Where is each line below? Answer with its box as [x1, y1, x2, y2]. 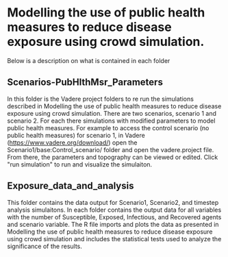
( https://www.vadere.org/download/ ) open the [7, 138, 138, 147]
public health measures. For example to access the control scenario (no [7, 123, 210, 132]
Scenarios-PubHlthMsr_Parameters [7, 77, 163, 88]
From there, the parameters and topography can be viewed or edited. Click [7, 153, 218, 161]
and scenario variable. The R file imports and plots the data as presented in [7, 220, 219, 228]
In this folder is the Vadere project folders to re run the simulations [7, 95, 194, 103]
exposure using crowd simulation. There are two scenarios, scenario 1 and [7, 109, 217, 117]
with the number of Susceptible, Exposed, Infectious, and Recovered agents [7, 212, 222, 221]
